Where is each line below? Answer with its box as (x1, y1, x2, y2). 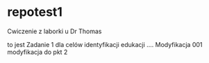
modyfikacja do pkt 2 (7, 48, 68, 56)
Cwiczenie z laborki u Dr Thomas (7, 27, 102, 35)
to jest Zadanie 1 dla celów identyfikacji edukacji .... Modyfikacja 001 (7, 40, 203, 48)
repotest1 (7, 4, 62, 20)
